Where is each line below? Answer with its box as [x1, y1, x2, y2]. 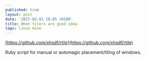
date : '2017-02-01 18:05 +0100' [5, 16, 73, 21]
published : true [5, 7, 39, 12]
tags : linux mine [5, 26, 42, 31]
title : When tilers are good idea [5, 21, 78, 26]
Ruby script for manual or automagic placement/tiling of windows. [5, 49, 141, 55]
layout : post [5, 12, 33, 17]
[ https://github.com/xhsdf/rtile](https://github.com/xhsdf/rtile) [5, 39, 133, 45]
